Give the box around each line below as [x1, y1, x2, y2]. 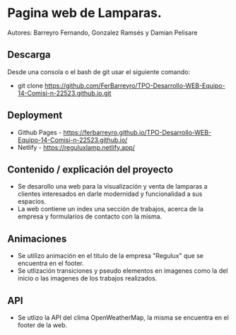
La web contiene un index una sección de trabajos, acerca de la [17, 205, 203, 213]
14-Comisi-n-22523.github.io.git [17, 88, 112, 97]
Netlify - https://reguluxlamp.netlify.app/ [17, 143, 136, 151]
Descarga [7, 49, 51, 61]
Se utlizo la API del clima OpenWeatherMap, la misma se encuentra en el [17, 313, 230, 322]
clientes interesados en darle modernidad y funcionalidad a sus [17, 189, 203, 199]
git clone [17, 81, 44, 90]
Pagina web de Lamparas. [7, 5, 163, 21]
